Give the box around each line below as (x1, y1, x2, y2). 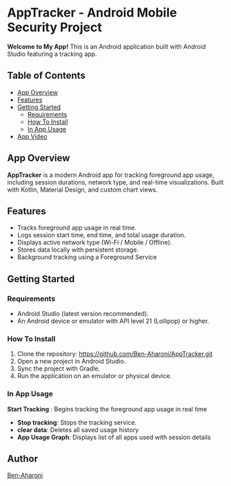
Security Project (7, 19, 102, 35)
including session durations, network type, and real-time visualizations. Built (7, 178, 224, 186)
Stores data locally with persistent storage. (17, 245, 139, 254)
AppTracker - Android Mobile (7, 5, 177, 21)
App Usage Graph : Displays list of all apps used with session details (17, 433, 212, 441)
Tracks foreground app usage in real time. (17, 223, 137, 232)
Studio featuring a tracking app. (7, 50, 97, 58)
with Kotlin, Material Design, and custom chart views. (7, 185, 159, 194)
